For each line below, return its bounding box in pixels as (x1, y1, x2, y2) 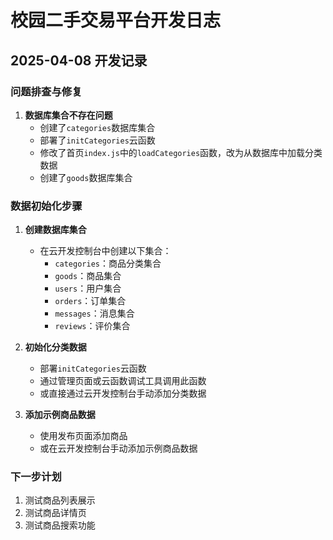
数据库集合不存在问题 (24, 109, 113, 121)
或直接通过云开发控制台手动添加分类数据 (39, 387, 207, 400)
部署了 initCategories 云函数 (39, 134, 156, 146)
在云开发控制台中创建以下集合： (39, 245, 172, 257)
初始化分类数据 (24, 341, 87, 353)
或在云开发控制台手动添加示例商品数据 (39, 442, 198, 455)
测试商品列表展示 (24, 494, 96, 506)
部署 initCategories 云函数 (39, 362, 147, 375)
